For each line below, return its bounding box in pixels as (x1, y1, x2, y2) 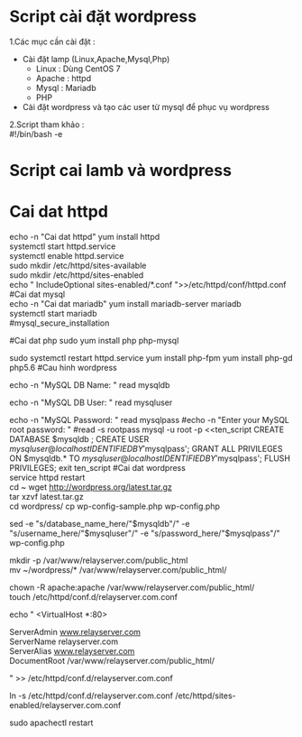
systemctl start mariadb (9, 309, 97, 319)
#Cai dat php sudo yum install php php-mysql (9, 336, 179, 346)
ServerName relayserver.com (9, 636, 119, 647)
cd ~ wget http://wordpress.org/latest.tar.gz (9, 482, 173, 493)
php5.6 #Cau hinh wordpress (9, 363, 117, 373)
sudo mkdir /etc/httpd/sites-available (9, 260, 147, 272)
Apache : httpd (35, 72, 92, 83)
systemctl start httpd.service (9, 241, 116, 252)
